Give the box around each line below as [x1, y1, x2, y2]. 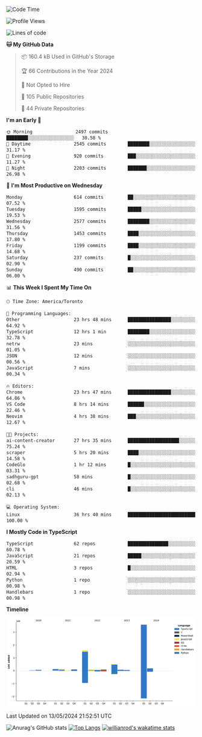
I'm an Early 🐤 [6, 117, 42, 123]
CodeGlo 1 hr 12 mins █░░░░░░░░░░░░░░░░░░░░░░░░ [6, 462, 196, 468]
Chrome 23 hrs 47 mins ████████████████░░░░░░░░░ [6, 389, 196, 395]
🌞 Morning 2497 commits [6, 129, 109, 135]
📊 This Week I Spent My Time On [6, 284, 92, 291]
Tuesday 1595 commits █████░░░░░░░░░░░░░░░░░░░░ [6, 206, 196, 212]
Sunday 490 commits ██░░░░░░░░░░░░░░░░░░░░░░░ [6, 267, 196, 273]
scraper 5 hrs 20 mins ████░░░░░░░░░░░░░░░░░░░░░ [6, 450, 196, 456]
